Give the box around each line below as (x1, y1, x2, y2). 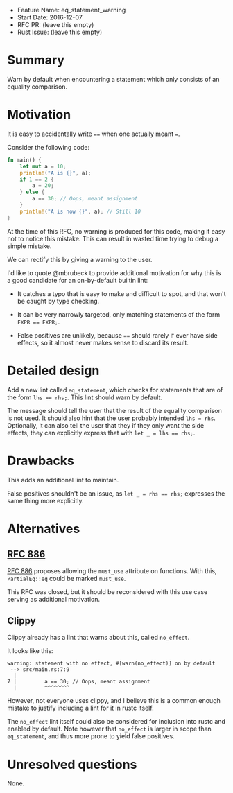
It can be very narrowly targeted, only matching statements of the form (17, 310, 221, 318)
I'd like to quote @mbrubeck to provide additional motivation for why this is (7, 268, 221, 277)
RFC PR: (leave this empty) (17, 21, 94, 28)
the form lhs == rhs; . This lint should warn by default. (7, 393, 163, 401)
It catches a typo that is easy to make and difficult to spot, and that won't (17, 289, 227, 297)
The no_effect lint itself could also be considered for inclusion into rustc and (7, 717, 225, 726)
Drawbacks (7, 453, 74, 469)
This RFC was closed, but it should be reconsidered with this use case (7, 587, 208, 595)
